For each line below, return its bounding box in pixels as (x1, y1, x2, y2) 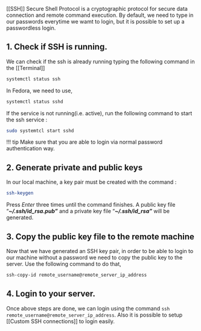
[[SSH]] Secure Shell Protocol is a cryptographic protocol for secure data (6, 5, 188, 12)
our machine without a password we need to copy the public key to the (6, 254, 183, 261)
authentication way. (6, 145, 56, 152)
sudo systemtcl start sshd (6, 127, 74, 133)
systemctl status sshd (6, 98, 63, 104)
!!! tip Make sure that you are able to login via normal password (6, 138, 163, 146)
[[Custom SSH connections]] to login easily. (6, 317, 115, 325)
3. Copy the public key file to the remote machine (6, 231, 195, 242)
